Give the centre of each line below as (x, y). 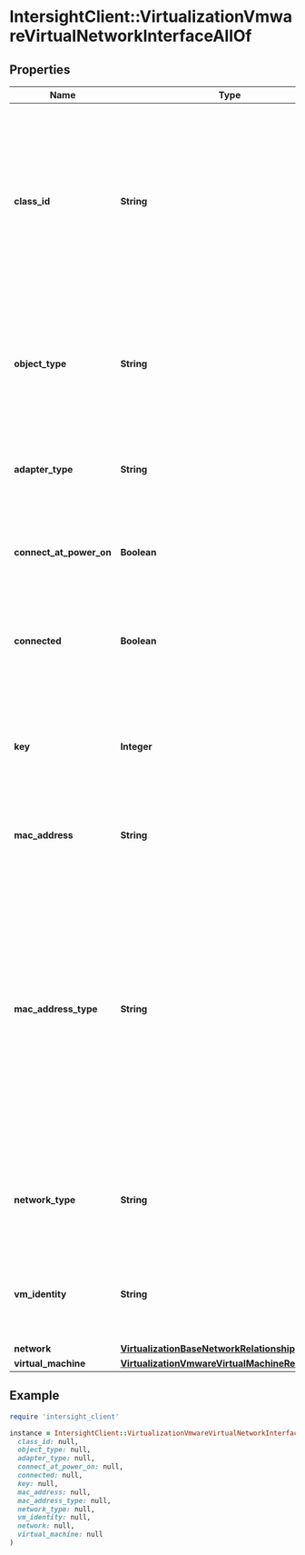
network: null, (46, 1526)
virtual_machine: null (60, 1535)
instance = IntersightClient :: (69, 1433)
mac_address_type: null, (64, 1500)
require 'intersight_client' (64, 1416)
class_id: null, (48, 1441)
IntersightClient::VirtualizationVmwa (151, 17)
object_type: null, (54, 1450)
